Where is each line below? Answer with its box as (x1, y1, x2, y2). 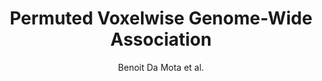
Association (110, 28, 212, 51)
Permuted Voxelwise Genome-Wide (9, 7, 313, 30)
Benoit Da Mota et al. (117, 61, 205, 73)
